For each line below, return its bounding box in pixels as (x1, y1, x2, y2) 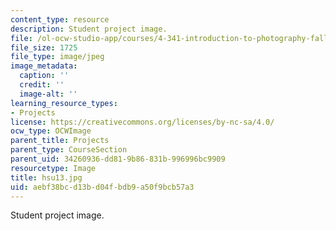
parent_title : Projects (10, 136, 110, 146)
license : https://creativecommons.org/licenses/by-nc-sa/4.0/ (10, 117, 275, 127)
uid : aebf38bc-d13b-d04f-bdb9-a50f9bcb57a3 (10, 182, 195, 192)
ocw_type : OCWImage (10, 126, 92, 136)
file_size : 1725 (10, 42, 78, 53)
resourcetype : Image (10, 163, 97, 173)
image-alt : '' (19, 89, 78, 99)
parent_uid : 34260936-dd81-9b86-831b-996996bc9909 (10, 154, 226, 164)
